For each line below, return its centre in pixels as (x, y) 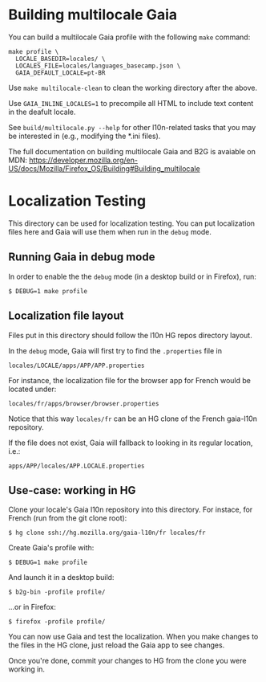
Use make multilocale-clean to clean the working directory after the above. (133, 88)
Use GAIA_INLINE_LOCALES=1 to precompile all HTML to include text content (131, 103)
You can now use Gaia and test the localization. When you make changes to (133, 637)
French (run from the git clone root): (68, 518)
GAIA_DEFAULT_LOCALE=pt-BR (60, 73)
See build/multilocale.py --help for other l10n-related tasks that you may (132, 127)
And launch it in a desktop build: (61, 578)
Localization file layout (66, 316)
